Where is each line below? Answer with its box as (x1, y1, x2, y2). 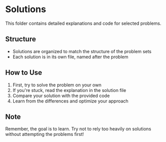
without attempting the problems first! (5, 131, 85, 137)
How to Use (5, 68, 43, 77)
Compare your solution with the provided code (12, 92, 110, 99)
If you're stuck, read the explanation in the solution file (12, 87, 127, 93)
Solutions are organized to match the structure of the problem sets (12, 48, 152, 54)
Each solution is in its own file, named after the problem (12, 54, 129, 60)
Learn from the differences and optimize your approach (12, 98, 129, 104)
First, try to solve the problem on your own (12, 82, 102, 88)
